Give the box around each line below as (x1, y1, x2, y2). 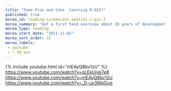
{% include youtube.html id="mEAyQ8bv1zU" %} (5, 64, 108, 70)
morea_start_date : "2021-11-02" (5, 31, 74, 36)
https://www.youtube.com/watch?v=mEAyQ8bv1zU (5, 74, 113, 80)
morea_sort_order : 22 (5, 36, 51, 41)
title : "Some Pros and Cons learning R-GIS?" (5, 7, 106, 13)
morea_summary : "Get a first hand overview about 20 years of (5, 21, 140, 27)
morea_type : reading (5, 26, 49, 31)
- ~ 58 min (7, 50, 31, 55)
